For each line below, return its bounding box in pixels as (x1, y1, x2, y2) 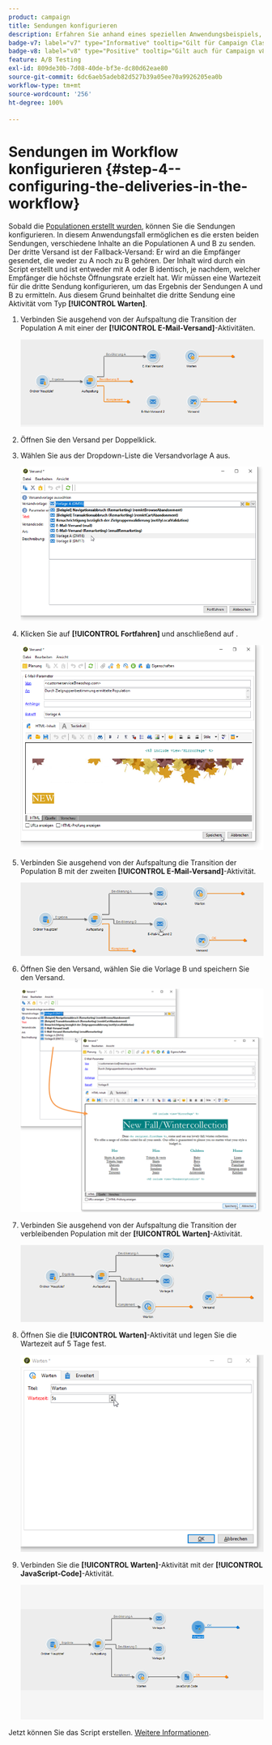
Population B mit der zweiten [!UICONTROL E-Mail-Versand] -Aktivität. (19, 866, 257, 876)
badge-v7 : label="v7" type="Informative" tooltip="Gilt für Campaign (8, 39, 249, 47)
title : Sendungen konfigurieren (8, 21, 117, 30)
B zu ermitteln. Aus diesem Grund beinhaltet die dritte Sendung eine (8, 290, 236, 300)
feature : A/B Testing (8, 56, 82, 64)
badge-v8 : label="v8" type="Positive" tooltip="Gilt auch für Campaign (8, 47, 255, 56)
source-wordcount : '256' (8, 90, 92, 98)
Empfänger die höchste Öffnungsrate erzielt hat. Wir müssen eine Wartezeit (8, 273, 261, 283)
